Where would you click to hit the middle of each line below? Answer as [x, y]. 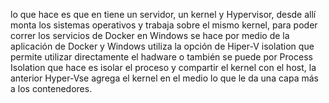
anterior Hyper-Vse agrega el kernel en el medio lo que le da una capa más [164, 78]
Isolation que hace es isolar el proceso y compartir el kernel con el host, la [163, 67]
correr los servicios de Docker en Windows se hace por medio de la [150, 35]
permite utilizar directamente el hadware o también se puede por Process [161, 57]
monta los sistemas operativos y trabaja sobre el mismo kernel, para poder [164, 25]
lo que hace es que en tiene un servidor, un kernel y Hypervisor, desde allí [163, 14]
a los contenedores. [51, 88]
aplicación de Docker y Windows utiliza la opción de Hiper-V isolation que [162, 46]
